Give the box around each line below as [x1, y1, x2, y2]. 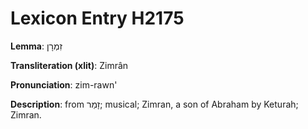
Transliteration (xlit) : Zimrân [10, 59, 129, 71]
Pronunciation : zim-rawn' [10, 78, 118, 91]
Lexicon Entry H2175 [10, 7, 185, 30]
